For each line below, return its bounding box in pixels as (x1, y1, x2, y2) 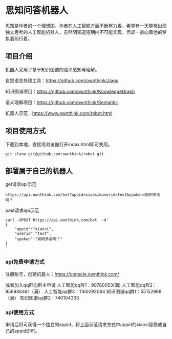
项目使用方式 (5, 127, 46, 135)
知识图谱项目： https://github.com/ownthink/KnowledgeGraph (5, 88, 135, 94)
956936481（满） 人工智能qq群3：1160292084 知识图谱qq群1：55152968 (5, 288, 162, 294)
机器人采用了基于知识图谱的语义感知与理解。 (5, 66, 100, 72)
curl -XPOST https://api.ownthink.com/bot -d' (5, 217, 109, 223)
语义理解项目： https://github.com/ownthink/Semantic (5, 99, 118, 105)
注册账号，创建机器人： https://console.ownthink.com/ (5, 271, 119, 277)
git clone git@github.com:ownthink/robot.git (5, 151, 104, 156)
